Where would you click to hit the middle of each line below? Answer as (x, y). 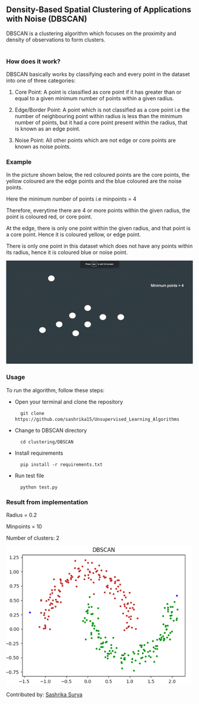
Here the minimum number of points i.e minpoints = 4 (71, 199)
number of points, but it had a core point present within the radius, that (101, 123)
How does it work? (33, 61)
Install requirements (39, 453)
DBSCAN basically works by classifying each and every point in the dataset (98, 74)
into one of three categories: (41, 81)
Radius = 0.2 (22, 515)
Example (19, 162)
